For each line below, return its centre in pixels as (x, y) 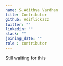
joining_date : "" (24, 39)
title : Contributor (26, 15)
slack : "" (16, 34)
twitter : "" (18, 24)
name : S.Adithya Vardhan (32, 10)
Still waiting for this (26, 58)
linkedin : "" (19, 29)
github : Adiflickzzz (27, 19)
